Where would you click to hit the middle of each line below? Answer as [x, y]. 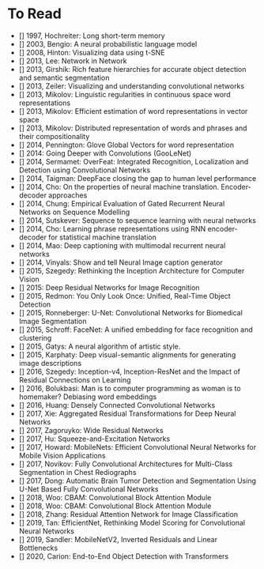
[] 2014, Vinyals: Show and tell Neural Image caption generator [121, 262]
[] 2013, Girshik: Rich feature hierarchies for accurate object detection [132, 69]
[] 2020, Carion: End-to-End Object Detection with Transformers [124, 556]
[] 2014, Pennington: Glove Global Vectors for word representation [126, 145]
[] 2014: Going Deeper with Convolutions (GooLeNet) [105, 153]
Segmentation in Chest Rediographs [77, 472]
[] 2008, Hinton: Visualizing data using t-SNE [92, 52]
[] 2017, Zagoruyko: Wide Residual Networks [91, 430]
